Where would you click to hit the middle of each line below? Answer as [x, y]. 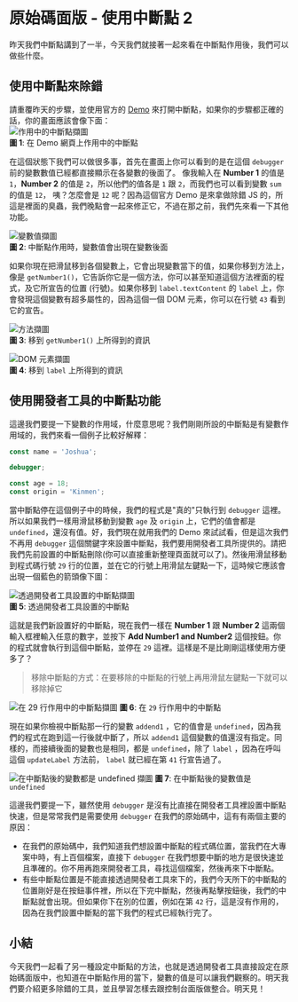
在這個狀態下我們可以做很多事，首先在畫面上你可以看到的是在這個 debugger [147, 162]
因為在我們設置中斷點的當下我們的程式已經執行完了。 [119, 913]
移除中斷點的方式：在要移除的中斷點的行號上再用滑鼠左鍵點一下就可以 [159, 678]
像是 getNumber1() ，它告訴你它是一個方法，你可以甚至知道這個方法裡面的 [143, 277]
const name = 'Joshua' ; [53, 452]
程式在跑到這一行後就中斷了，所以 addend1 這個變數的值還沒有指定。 [149, 738]
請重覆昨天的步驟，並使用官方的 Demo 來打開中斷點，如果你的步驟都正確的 [146, 109]
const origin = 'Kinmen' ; [57, 492]
